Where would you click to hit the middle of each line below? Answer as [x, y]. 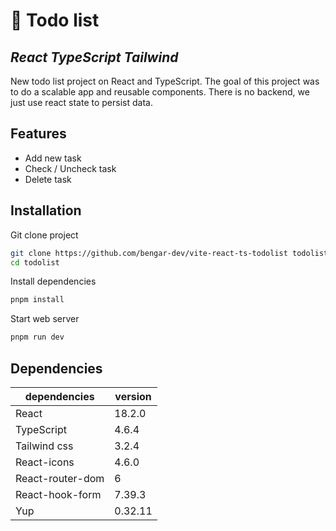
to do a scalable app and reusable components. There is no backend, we [160, 92]
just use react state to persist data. [81, 102]
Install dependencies [53, 281]
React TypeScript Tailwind [94, 57]
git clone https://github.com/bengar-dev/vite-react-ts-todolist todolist [169, 253]
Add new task [53, 158]
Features [38, 134]
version [133, 396]
